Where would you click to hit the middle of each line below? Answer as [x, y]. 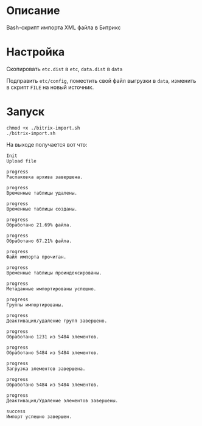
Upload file [21, 161]
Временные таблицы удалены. [42, 193]
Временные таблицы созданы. [42, 209]
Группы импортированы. [35, 305]
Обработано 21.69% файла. [39, 225]
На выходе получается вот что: [47, 144]
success [16, 411]
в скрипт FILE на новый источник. [50, 87]
